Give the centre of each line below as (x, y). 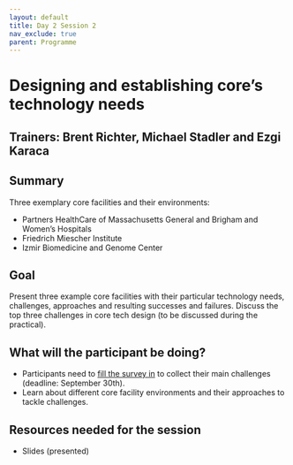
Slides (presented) (56, 451)
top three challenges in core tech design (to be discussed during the (134, 316)
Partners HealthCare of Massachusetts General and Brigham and (140, 219)
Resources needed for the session (105, 430)
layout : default (39, 17)
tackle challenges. (55, 402)
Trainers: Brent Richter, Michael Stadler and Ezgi (145, 137)
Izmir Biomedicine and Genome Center (92, 248)
